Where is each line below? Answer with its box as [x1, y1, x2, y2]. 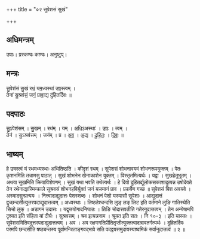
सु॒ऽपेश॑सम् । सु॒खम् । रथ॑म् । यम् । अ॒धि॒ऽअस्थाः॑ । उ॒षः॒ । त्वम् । [6, 125, 128, 132]
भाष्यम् [6, 149, 23, 159]
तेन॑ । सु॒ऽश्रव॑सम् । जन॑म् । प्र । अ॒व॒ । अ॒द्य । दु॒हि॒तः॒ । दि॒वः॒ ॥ [6, 132, 124, 139]
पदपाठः [6, 109, 26, 119]
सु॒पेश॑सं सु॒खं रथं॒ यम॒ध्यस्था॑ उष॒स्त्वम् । [6, 84, 76, 92]
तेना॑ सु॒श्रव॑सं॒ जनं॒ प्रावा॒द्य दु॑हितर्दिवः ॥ [6, 91, 72, 98]
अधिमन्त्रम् [6, 35, 34, 45]
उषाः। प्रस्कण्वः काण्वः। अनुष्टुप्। [6, 51, 67, 58]
